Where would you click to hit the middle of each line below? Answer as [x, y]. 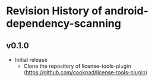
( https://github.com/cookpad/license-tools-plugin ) [85, 72]
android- [126, 11]
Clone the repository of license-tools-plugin [77, 66]
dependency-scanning [64, 23]
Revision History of [54, 11]
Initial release [31, 60]
